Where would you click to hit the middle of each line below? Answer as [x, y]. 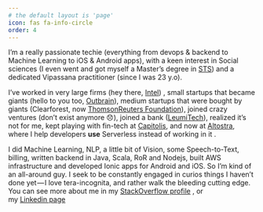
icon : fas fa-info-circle [50, 23]
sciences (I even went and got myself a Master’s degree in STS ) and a [121, 69]
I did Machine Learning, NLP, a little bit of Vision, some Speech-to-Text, [124, 149]
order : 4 [22, 30]
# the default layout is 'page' [61, 15]
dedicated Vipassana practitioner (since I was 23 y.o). [95, 77]
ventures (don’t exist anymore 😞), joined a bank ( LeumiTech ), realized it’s [127, 118]
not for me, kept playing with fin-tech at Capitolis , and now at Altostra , [122, 126]
